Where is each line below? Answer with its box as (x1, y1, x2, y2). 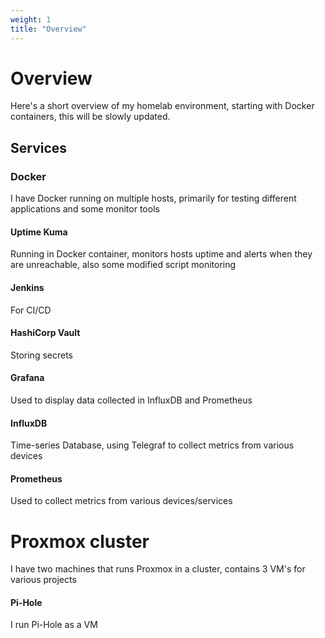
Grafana (10, 372, 45, 384)
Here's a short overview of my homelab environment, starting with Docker (10, 100, 315, 112)
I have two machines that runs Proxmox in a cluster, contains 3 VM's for (10, 563, 306, 575)
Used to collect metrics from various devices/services (10, 495, 233, 507)
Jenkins (10, 281, 45, 293)
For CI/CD (10, 304, 52, 316)
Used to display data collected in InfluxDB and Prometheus (10, 394, 253, 406)
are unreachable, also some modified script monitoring (10, 259, 237, 271)
